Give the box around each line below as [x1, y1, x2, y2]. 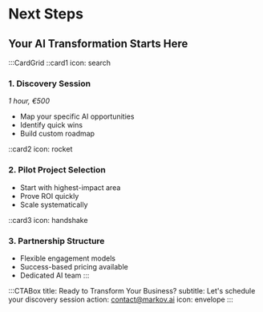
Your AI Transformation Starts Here [8, 37, 188, 51]
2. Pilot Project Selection [8, 164, 106, 176]
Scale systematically [19, 200, 88, 209]
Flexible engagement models [19, 253, 116, 263]
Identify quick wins [19, 120, 83, 130]
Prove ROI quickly [19, 191, 79, 201]
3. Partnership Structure [8, 235, 105, 246]
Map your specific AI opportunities [19, 111, 135, 121]
